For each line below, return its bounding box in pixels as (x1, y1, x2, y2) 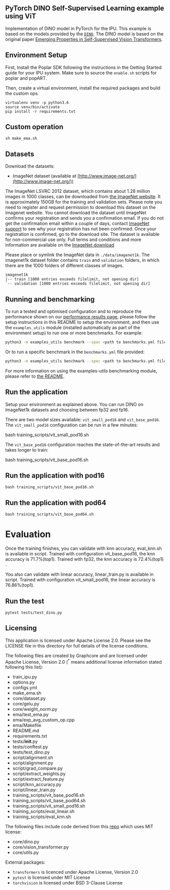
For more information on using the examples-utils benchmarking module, (5, 368, 157, 374)
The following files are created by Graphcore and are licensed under (5, 653, 148, 659)
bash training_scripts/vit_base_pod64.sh (5, 512, 94, 517)
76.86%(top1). (5, 582, 34, 588)
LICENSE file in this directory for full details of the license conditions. (5, 642, 149, 649)
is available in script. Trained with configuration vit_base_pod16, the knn (5, 551, 155, 557)
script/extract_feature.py (12, 776, 64, 782)
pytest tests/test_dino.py (5, 610, 62, 615)
